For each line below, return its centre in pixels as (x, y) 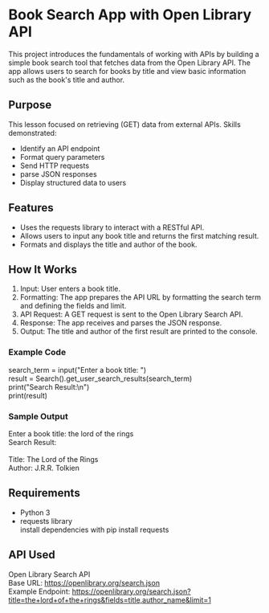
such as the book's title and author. (67, 80)
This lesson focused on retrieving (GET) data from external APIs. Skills (124, 124)
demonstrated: (33, 133)
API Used (32, 555)
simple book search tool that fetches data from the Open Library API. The (130, 63)
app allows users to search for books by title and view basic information (127, 71)
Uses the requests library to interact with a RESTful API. (112, 227)
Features (31, 208)
